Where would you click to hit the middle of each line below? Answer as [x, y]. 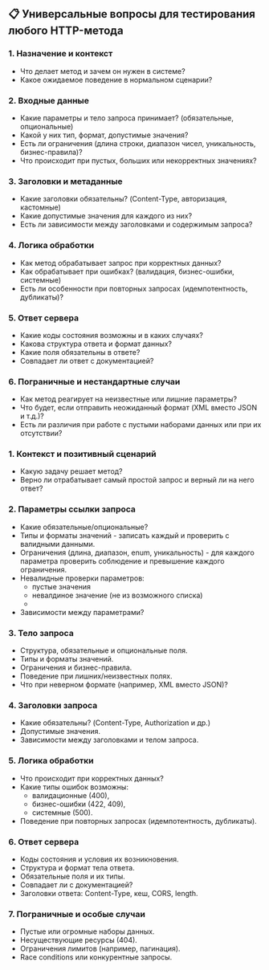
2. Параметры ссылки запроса [72, 509]
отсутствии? [41, 434]
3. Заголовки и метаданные [65, 181]
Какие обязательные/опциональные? [84, 527]
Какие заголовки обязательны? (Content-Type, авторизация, [123, 199]
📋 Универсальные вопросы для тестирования [132, 14]
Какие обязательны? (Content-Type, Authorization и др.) [115, 723]
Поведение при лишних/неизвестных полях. [96, 676]
